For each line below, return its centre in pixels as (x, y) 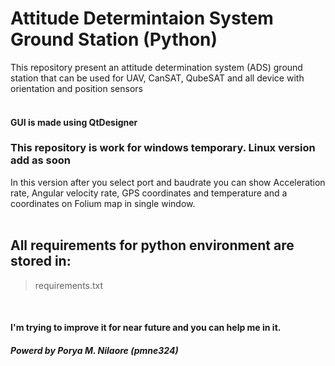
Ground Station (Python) (114, 39)
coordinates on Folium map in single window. (103, 203)
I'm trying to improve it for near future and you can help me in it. (146, 328)
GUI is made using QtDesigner (74, 122)
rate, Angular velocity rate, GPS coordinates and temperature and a (149, 193)
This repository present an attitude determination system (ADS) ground (156, 67)
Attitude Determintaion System (142, 18)
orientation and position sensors (76, 88)
